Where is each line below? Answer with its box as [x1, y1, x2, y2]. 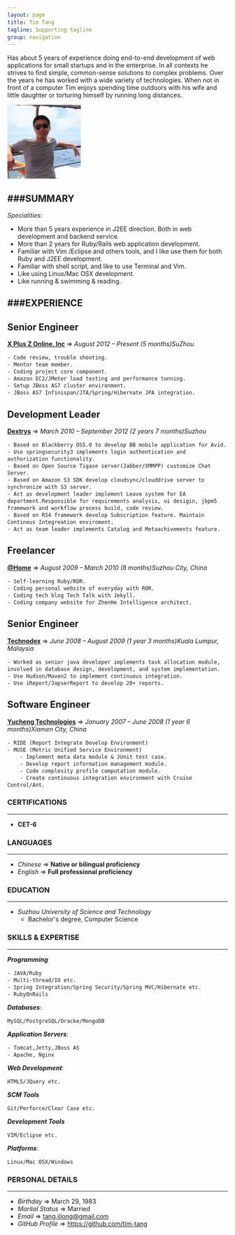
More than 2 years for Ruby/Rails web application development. [17, 239, 201, 249]
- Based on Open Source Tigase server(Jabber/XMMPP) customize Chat [7, 463, 211, 470]
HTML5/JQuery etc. [7, 1078, 61, 1085]
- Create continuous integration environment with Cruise [20, 774, 192, 781]
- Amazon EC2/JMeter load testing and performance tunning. [7, 376, 187, 383]
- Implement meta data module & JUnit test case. [20, 753, 168, 760]
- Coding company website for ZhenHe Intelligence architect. [7, 599, 192, 606]
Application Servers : [7, 1029, 69, 1038]
